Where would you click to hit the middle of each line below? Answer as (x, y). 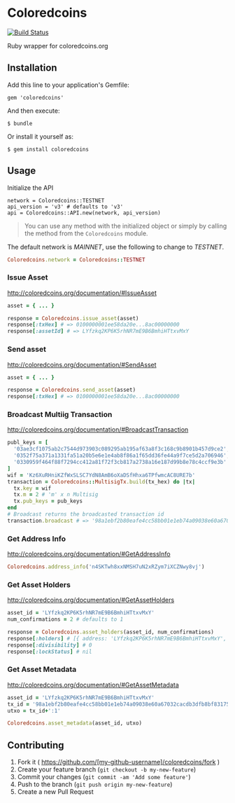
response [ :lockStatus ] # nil (50, 652)
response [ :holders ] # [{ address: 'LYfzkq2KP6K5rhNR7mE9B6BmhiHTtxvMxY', (117, 638)
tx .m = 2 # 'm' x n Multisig (56, 495)
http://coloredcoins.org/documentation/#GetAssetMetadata (93, 685)
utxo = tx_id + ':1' (34, 711)
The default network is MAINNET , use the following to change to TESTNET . (116, 247)
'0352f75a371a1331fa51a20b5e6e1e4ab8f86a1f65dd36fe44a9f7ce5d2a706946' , (122, 456)
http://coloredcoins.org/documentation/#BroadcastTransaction (98, 430)
